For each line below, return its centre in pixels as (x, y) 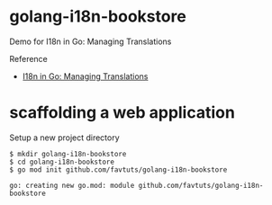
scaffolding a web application (122, 113)
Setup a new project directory (64, 138)
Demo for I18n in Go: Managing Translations (91, 41)
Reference (28, 58)
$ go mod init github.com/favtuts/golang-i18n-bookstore (118, 169)
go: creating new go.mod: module (72, 185)
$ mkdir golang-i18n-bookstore (68, 154)
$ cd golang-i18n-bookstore (62, 162)
